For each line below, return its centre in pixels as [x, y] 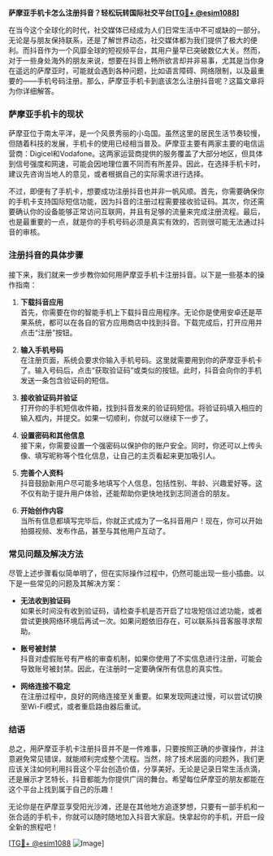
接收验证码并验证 [49, 397]
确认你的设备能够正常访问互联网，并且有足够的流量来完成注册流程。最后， [140, 212]
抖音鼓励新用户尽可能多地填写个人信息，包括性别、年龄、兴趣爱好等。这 [141, 483]
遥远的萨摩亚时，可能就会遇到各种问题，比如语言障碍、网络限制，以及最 [136, 71]
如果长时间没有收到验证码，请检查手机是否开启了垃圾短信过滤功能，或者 [141, 610]
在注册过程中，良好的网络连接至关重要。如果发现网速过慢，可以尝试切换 [141, 696]
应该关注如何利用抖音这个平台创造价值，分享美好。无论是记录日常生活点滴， [136, 769]
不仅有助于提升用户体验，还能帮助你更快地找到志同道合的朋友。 [127, 493]
